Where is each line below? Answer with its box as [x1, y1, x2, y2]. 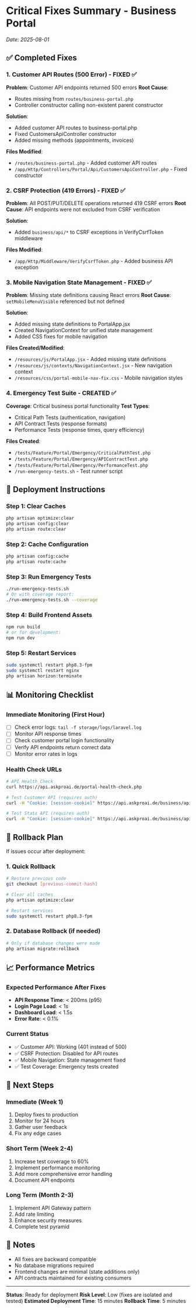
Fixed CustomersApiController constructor [14, 130, 117, 137]
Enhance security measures [14, 1217, 82, 1224]
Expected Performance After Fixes [6, 983, 106, 991]
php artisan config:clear [6, 521, 69, 527]
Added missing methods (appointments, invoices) [14, 137, 134, 144]
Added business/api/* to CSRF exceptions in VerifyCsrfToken [14, 228, 164, 236]
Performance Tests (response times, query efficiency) [14, 426, 145, 433]
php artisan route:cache [6, 559, 66, 565]
